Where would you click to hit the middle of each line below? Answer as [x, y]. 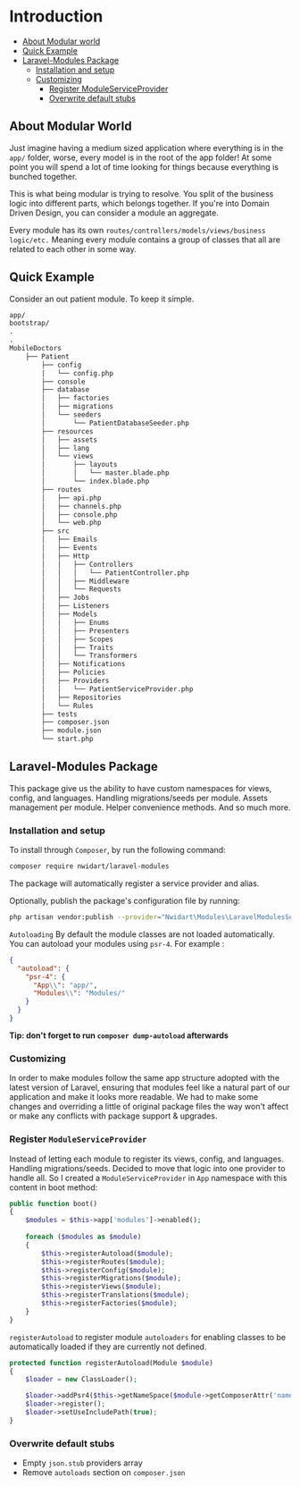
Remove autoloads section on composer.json [104, 1473]
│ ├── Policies [73, 672]
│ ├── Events [70, 548]
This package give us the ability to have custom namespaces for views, [141, 788]
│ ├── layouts [79, 465]
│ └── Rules [67, 705]
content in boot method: [54, 1187]
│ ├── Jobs [66, 598]
